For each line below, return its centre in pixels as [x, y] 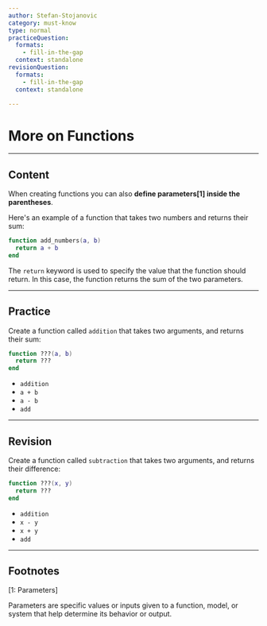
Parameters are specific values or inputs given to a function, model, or [123, 605]
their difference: [35, 469]
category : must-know [43, 23]
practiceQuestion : [39, 38]
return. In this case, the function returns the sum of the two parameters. [126, 279]
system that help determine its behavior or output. [90, 614]
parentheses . [31, 203]
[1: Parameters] [33, 590]
